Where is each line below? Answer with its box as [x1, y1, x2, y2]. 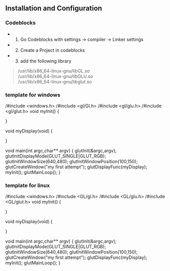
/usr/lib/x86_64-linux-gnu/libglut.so [17, 78, 92, 84]
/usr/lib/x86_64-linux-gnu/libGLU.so [17, 73, 93, 79]
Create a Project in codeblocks [20, 47, 85, 53]
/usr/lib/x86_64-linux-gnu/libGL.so [17, 68, 90, 74]
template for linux [5, 182, 50, 189]
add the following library [20, 58, 72, 64]
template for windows [5, 91, 61, 98]
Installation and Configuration [5, 4, 102, 13]
